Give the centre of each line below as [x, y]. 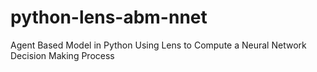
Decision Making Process [62, 55]
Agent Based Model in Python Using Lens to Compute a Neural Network [158, 45]
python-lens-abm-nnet [109, 17]
